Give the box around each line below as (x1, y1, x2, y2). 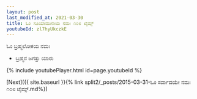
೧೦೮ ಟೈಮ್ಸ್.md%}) (6, 86, 48, 93)
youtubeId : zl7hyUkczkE (6, 26, 67, 32)
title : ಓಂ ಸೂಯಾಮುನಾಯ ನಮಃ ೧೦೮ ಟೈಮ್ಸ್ (6, 20, 94, 26)
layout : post (6, 9, 40, 15)
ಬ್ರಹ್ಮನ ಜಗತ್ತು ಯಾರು (15, 55, 54, 62)
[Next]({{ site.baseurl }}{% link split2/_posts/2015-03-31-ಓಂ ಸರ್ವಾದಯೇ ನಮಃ (6, 78, 191, 86)
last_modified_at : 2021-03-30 (6, 15, 84, 21)
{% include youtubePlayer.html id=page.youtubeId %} (6, 67, 143, 74)
